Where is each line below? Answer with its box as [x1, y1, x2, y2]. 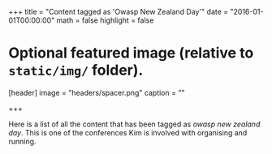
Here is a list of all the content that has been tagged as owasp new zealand [8, 119, 261, 129]
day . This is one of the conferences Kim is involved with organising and [8, 127, 248, 137]
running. [8, 136, 37, 146]
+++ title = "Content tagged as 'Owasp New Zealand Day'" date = [8, 7, 229, 16]
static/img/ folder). [8, 61, 144, 79]
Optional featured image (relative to [8, 44, 254, 62]
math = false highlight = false [56, 15, 154, 25]
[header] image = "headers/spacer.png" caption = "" [8, 88, 185, 97]
